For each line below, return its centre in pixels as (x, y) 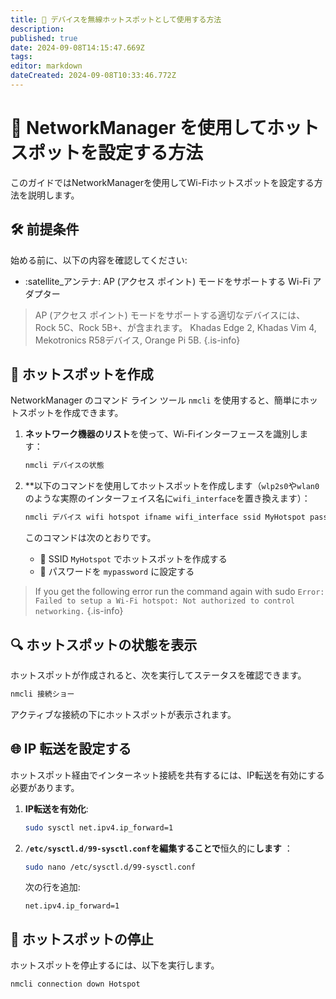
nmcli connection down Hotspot (75, 984)
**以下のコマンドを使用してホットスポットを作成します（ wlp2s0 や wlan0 (172, 486)
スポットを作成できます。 (71, 413)
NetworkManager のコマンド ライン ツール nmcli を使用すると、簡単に (155, 400)
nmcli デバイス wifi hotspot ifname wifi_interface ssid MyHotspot (165, 517)
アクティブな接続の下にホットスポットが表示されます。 (123, 714)
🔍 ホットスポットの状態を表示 (104, 644)
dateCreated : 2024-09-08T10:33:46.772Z (93, 76)
